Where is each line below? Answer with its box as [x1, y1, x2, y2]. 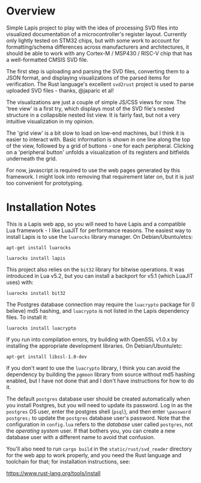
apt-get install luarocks [6, 245, 71, 251]
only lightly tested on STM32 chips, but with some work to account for [6, 37, 180, 44]
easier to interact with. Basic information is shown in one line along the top [6, 135, 190, 143]
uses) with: [6, 278, 34, 286]
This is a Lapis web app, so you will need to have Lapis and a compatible [6, 220, 186, 227]
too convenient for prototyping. [6, 179, 83, 186]
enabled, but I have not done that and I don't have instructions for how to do [6, 377, 194, 384]
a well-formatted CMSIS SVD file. [6, 56, 89, 63]
